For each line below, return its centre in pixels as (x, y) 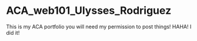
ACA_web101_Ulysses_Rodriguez (89, 11)
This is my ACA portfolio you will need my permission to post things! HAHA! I (99, 27)
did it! (13, 32)
